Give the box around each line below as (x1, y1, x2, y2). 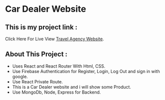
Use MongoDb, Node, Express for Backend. (12, 89, 101, 95)
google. (12, 74, 28, 79)
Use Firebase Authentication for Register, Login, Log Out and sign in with (12, 68, 160, 74)
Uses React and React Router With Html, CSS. (12, 63, 106, 69)
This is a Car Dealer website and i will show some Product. (12, 84, 132, 90)
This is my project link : (5, 23, 78, 31)
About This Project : (5, 50, 67, 58)
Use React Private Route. (12, 78, 63, 84)
